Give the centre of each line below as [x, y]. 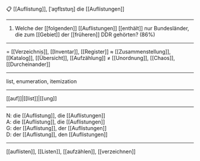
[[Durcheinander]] [28, 64]
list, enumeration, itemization [42, 81]
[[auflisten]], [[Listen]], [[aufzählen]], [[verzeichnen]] [71, 151]
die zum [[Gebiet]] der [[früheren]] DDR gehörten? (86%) [85, 34]
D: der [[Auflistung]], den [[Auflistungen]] [57, 134]
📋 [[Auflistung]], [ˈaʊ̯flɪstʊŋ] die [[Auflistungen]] [65, 9]
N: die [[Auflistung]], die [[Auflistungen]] [56, 116]
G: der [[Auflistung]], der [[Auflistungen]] [57, 128]
